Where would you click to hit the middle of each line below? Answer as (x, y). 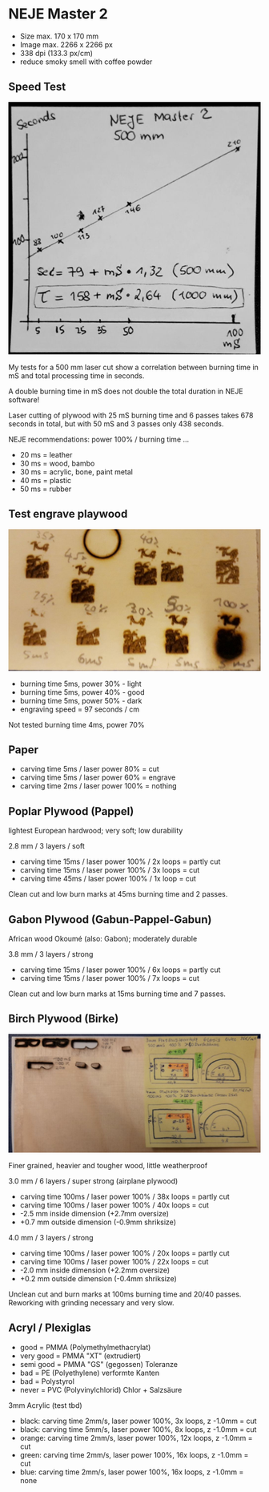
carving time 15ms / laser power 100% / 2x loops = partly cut (120, 861)
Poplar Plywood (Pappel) (71, 811)
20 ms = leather (46, 454)
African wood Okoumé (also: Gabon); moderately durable (103, 939)
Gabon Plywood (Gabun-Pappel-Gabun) (110, 919)
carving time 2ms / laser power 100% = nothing (98, 786)
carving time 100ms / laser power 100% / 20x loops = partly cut (124, 1253)
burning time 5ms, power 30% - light (80, 683)
